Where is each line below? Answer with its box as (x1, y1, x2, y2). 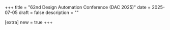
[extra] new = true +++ (5, 19, 53, 25)
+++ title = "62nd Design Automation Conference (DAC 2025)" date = (5, 4, 151, 10)
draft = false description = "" (18, 9, 79, 15)
